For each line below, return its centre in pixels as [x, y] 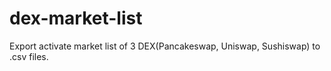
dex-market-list [76, 18]
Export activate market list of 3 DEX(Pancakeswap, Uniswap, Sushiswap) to [165, 46]
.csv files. [29, 56]
